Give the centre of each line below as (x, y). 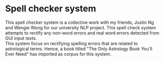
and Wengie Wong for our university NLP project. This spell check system (81, 27)
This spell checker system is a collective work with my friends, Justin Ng (80, 22)
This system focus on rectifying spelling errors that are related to (72, 43)
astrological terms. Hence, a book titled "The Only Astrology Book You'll (79, 49)
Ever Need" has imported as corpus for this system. (58, 54)
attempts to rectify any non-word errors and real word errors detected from (82, 33)
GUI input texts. (21, 38)
